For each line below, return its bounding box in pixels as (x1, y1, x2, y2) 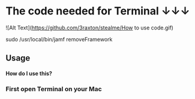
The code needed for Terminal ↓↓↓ (5, 4, 190, 18)
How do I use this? (5, 70, 52, 77)
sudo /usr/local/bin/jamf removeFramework (5, 35, 113, 43)
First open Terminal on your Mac (5, 85, 103, 93)
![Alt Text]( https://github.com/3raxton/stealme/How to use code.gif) (5, 24, 173, 31)
